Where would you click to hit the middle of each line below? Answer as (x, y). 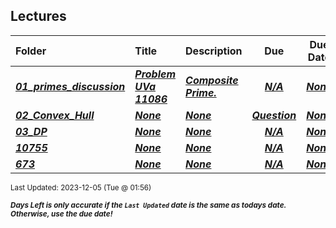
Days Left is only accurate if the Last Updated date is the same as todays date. (148, 205)
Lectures (38, 16)
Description (214, 51)
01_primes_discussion (70, 86)
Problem (155, 74)
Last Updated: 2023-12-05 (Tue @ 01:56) (81, 187)
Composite (212, 80)
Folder (31, 51)
